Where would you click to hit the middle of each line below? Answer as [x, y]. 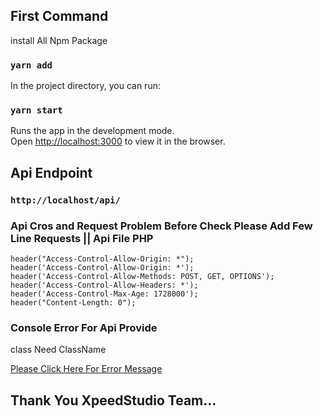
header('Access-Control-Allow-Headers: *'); [104, 285]
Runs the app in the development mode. [92, 131]
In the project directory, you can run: [85, 86]
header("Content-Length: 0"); [73, 303]
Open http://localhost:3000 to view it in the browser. [118, 141]
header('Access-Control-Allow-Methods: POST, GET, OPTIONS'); [142, 277]
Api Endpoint [51, 172]
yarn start [36, 110]
